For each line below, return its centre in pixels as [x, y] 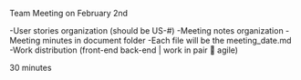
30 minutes [31, 68]
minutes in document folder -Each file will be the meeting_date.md [167, 40]
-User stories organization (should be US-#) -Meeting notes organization [147, 30]
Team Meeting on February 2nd [69, 13]
